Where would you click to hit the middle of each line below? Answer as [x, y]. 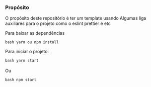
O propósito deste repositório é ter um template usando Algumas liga [76, 18]
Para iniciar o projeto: [27, 52]
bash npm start [21, 80]
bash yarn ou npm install [32, 42]
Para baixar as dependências [35, 33]
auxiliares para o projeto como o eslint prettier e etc [58, 23]
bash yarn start [22, 61]
